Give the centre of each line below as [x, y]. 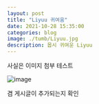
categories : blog [32, 32]
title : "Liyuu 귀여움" [37, 20]
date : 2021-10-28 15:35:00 [46, 26]
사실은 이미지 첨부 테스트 [40, 65]
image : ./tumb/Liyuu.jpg [43, 39]
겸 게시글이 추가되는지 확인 [43, 93]
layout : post [26, 13]
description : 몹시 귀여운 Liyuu [50, 45]
